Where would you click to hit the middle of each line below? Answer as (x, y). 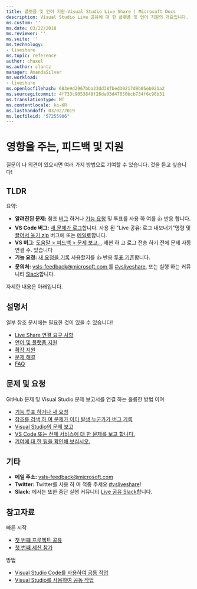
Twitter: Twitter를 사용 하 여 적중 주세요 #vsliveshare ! (78, 484)
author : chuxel (25, 61)
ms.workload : (22, 77)
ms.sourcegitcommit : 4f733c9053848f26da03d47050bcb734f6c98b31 (86, 94)
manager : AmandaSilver (34, 72)
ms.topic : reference (32, 56)
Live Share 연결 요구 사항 (44, 335)
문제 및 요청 (26, 384)
